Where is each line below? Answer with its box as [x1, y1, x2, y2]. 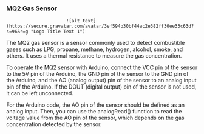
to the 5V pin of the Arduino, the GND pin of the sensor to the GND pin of [6, 70, 189, 78]
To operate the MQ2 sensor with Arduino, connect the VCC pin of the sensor [6, 64, 198, 71]
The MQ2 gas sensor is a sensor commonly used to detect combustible [6, 39, 185, 47]
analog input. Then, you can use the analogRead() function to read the [6, 108, 182, 115]
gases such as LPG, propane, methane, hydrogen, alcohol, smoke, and [6, 45, 183, 53]
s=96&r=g [6, 28, 29, 35]
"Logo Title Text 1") [30, 28, 86, 35]
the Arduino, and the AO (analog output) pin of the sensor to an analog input [6, 77, 197, 84]
